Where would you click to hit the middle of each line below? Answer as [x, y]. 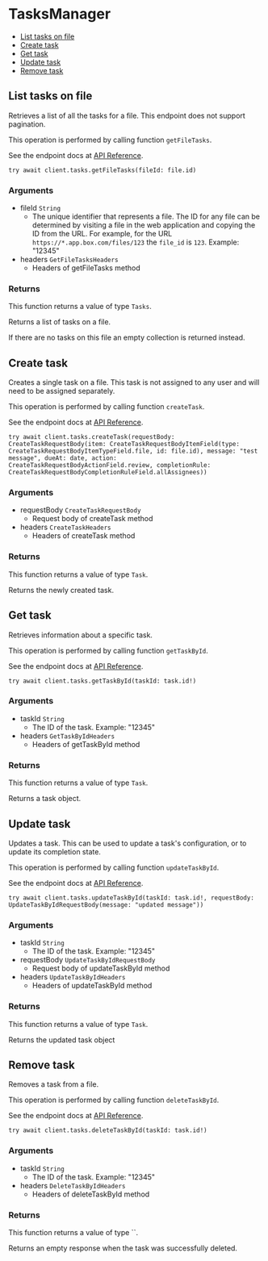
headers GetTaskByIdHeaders [67, 736]
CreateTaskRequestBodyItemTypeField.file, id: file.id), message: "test [133, 451]
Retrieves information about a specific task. [81, 635]
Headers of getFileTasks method [86, 268]
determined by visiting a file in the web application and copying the [144, 225]
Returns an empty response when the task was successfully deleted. [123, 1248]
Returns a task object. [45, 799]
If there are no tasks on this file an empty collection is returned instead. [127, 338]
